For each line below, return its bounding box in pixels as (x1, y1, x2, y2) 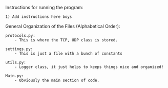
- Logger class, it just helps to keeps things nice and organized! (14, 64, 164, 70)
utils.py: (5, 60, 27, 65)
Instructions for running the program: (5, 5, 83, 10)
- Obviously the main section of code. (14, 78, 100, 83)
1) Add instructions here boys (5, 14, 72, 19)
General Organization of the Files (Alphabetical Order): (5, 23, 120, 29)
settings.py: (5, 47, 33, 52)
